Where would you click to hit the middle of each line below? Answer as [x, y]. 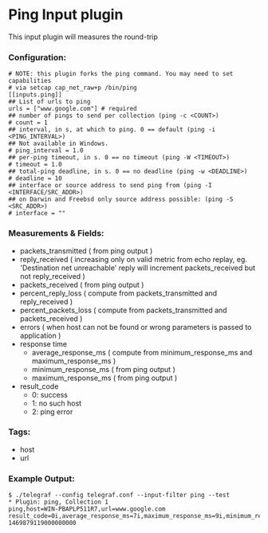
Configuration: [37, 57]
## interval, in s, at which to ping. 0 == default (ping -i [112, 130]
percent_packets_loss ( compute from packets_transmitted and [123, 310]
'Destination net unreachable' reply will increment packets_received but [138, 268]
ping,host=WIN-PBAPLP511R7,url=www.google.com [87, 509]
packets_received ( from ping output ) [82, 284]
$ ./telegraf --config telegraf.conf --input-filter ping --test [119, 496]
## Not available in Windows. [59, 144]
